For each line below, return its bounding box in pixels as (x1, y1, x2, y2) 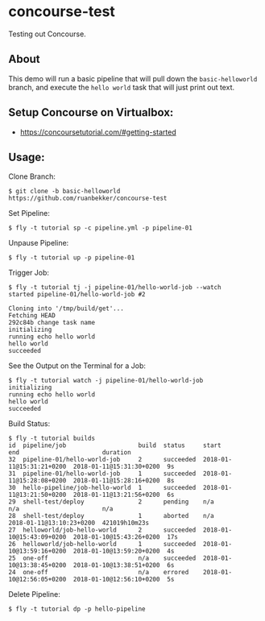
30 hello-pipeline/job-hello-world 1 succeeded (8, 484, 197, 492)
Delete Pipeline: (8, 590, 60, 599)
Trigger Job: (8, 268, 50, 278)
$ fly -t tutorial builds (8, 434, 95, 443)
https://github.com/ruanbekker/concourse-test (8, 194, 168, 203)
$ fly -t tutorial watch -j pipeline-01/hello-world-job (8, 377, 204, 385)
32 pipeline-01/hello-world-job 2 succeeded (8, 456, 197, 464)
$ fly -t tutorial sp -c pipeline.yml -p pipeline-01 (8, 224, 193, 232)
